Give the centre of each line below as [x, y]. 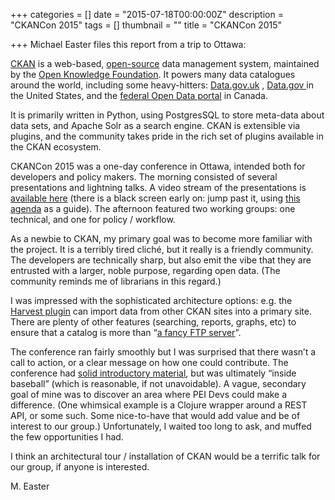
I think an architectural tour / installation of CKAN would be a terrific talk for [165, 456]
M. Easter [30, 486]
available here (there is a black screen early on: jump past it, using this [155, 198]
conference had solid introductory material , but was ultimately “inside [153, 373]
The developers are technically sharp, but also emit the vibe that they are [161, 260]
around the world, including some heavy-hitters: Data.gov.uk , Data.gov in [162, 85]
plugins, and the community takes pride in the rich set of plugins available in [167, 136]
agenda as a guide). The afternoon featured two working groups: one [153, 208]
